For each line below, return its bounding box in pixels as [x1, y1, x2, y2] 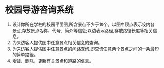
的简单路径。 [12, 51, 38, 57]
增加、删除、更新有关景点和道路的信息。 [12, 58, 94, 64]
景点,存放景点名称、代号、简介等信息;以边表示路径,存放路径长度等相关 [12, 27, 153, 33]
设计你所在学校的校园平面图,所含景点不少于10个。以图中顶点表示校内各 [12, 21, 155, 27]
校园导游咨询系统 [5, 4, 74, 16]
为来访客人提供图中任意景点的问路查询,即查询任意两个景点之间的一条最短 [12, 46, 159, 51]
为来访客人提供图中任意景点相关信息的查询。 [12, 39, 102, 45]
